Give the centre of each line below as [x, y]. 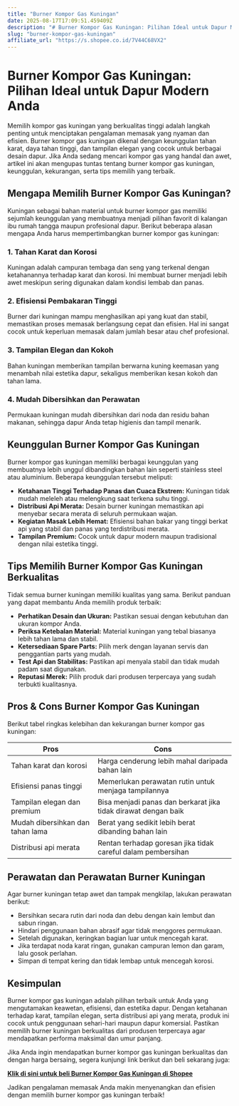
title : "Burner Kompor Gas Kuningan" [63, 14]
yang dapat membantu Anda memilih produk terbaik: [84, 602]
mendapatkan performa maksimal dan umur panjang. [85, 1038]
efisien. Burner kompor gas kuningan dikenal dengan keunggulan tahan [112, 141]
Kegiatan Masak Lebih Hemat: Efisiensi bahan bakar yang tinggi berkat [123, 521]
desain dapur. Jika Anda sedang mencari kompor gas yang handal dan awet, [119, 156]
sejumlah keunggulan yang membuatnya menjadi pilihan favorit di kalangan [117, 218]
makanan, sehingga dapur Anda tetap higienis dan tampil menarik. [104, 423]
